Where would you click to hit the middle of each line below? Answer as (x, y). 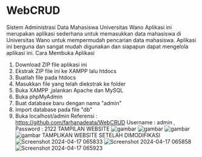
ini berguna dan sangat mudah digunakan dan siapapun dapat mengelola (97, 46)
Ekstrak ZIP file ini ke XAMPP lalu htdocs (66, 71)
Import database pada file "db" (54, 109)
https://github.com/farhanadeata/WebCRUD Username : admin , (95, 122)
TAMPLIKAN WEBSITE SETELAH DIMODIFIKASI (101, 135)
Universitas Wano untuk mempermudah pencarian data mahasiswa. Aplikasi (101, 40)
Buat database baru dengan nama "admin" (68, 103)
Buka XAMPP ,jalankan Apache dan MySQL (69, 90)
